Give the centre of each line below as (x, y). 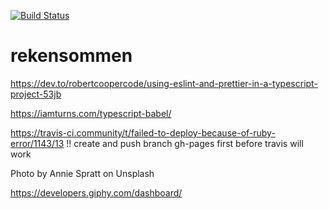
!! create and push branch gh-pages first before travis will (185, 143)
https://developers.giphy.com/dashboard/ (96, 192)
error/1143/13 (37, 143)
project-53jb (36, 94)
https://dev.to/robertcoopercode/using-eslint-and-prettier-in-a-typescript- (164, 83)
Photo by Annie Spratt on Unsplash (82, 173)
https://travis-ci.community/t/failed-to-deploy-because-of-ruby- (143, 132)
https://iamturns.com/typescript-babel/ (91, 113)
